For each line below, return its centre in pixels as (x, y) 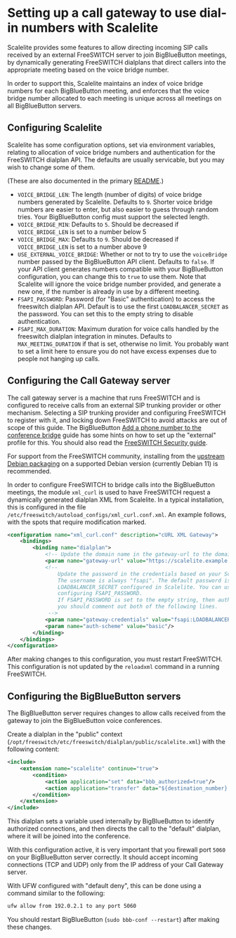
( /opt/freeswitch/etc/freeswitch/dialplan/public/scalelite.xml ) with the (117, 742)
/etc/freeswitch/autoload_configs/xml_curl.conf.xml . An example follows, (117, 514)
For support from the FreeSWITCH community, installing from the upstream (116, 456)
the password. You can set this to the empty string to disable (105, 313)
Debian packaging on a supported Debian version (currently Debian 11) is (113, 463)
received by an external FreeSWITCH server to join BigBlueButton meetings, (117, 55)
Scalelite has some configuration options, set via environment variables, (111, 145)
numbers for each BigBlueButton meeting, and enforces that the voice (108, 91)
